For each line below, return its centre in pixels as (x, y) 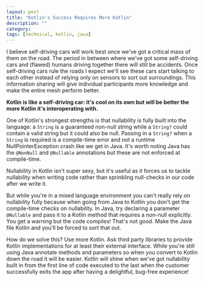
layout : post (23, 12)
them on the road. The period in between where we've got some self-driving (102, 58)
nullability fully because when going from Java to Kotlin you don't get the (98, 202)
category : (19, 29)
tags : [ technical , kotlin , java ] (49, 35)
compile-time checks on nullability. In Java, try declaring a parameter (93, 208)
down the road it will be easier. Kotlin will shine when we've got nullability (98, 259)
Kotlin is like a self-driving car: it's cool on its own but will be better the (98, 102)
